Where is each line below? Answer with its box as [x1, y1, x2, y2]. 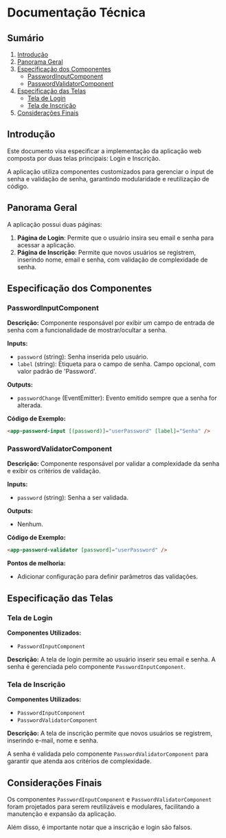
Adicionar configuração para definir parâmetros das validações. [16, 572, 199, 581]
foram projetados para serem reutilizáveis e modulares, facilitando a [7, 802, 200, 811]
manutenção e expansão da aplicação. [7, 810, 117, 818]
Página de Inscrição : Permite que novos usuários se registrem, [16, 248, 196, 256]
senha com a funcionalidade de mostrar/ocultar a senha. [7, 326, 167, 335]
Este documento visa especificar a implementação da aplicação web [7, 146, 201, 155]
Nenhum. [16, 520, 43, 528]
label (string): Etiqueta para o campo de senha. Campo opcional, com [16, 360, 216, 368]
